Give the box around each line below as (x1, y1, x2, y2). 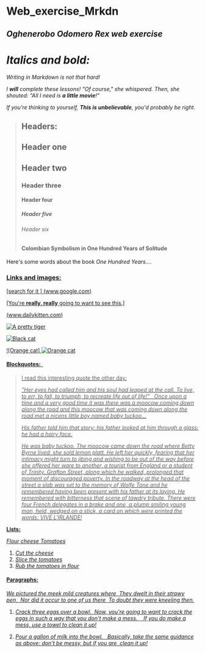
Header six (21, 226, 49, 233)
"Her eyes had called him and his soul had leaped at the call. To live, (21, 386, 195, 393)
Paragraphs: (6, 576, 38, 583)
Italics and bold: (6, 53, 90, 67)
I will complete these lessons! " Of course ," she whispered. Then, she (6, 85, 180, 92)
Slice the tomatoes (15, 555, 63, 563)
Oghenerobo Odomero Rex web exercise (6, 29, 163, 39)
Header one (21, 142, 67, 152)
